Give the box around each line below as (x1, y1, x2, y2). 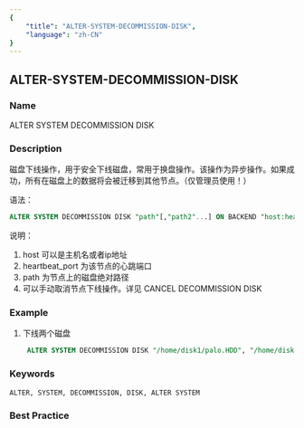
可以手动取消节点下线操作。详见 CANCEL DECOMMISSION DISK (22, 283, 262, 294)
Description (9, 142, 62, 155)
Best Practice (9, 409, 70, 422)
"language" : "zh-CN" (25, 30, 103, 39)
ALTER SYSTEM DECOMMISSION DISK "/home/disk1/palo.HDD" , (26, 346, 246, 356)
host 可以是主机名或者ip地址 (22, 250, 128, 261)
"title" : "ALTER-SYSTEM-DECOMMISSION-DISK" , (25, 22, 196, 31)
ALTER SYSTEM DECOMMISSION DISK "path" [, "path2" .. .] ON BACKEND (9, 213, 257, 222)
